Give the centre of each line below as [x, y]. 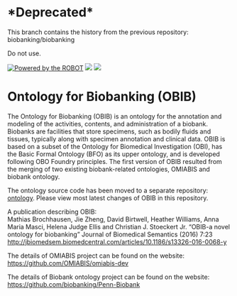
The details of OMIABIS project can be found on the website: [96, 256]
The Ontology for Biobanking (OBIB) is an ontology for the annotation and [115, 116]
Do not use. [24, 53]
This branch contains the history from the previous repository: [98, 32]
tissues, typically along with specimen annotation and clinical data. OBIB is [116, 138]
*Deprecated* [50, 12]
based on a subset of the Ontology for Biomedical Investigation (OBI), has [115, 146]
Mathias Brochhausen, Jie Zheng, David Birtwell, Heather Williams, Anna [113, 219]
